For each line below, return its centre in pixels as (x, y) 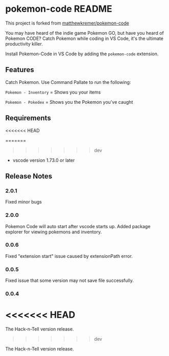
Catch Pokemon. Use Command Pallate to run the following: (68, 82)
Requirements (28, 118)
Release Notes (29, 176)
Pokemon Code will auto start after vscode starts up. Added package (78, 226)
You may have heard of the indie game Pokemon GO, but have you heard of (85, 33)
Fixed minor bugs (24, 202)
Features (20, 70)
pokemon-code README (59, 9)
